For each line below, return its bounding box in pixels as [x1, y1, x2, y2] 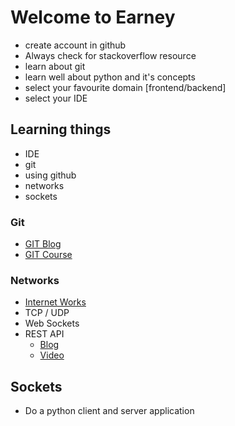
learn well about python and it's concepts [24, 71, 196, 83]
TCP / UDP [24, 307, 70, 319]
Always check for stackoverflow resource [24, 49, 197, 61]
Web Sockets [24, 317, 80, 330]
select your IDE [24, 92, 88, 104]
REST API [24, 328, 65, 340]
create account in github [24, 39, 127, 51]
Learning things [10, 121, 112, 138]
